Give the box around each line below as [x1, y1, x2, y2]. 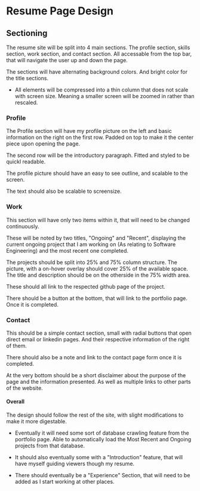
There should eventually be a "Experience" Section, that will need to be [14, 472, 190, 479]
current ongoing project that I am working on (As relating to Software [6, 241, 176, 248]
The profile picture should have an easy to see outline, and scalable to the [6, 169, 188, 177]
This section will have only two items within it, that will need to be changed [6, 216, 190, 223]
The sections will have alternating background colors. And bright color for [6, 68, 188, 75]
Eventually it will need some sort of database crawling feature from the [14, 429, 189, 437]
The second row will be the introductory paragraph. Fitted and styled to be [6, 151, 190, 159]
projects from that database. [14, 442, 85, 450]
